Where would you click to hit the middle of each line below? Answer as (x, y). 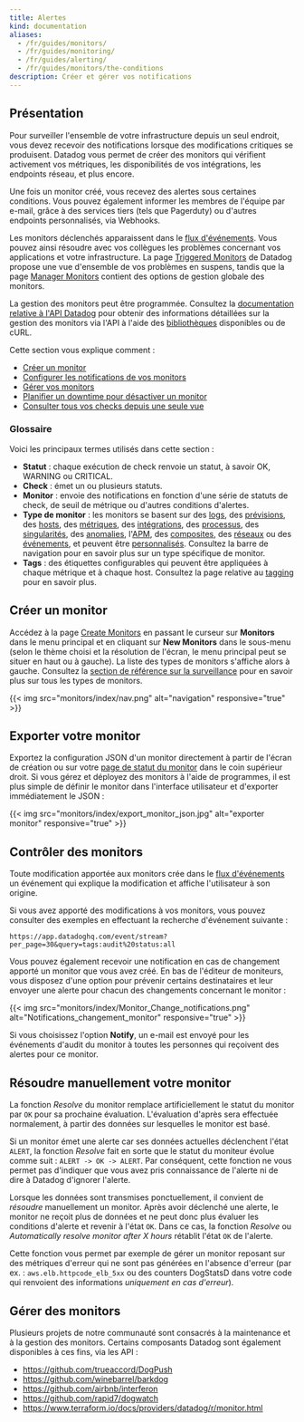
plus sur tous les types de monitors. (76, 680)
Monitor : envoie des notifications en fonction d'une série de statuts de (155, 495)
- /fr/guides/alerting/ (62, 60)
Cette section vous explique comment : (82, 350)
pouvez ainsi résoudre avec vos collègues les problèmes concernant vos (145, 247)
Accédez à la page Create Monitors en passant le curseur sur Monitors (142, 632)
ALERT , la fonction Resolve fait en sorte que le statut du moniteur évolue (142, 1151)
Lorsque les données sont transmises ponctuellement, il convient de (137, 1197)
